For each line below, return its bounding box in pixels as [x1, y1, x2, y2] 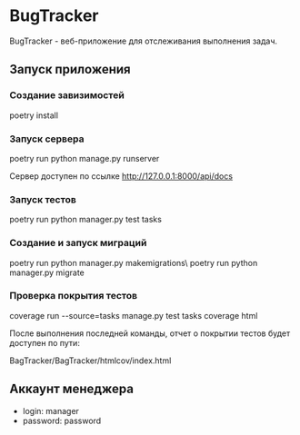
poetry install [9, 110, 59, 121]
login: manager [22, 405, 80, 416]
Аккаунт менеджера [9, 381, 135, 397]
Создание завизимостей [9, 89, 125, 102]
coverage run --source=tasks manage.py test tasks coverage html [9, 310, 258, 321]
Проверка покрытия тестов [9, 290, 138, 302]
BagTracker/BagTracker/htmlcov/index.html [9, 355, 172, 366]
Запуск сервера [9, 133, 85, 145]
